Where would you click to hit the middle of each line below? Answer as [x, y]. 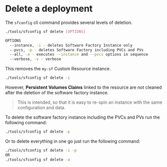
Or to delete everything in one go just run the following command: [73, 141]
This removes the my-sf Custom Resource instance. [58, 69]
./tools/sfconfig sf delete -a [38, 160]
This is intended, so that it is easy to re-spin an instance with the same [90, 102]
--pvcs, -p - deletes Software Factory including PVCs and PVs [77, 50]
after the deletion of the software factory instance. [57, 93]
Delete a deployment [49, 9]
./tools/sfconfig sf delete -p [38, 132]
